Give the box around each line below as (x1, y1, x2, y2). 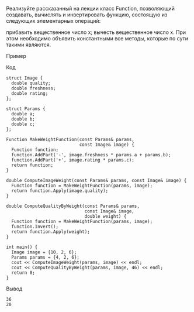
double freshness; (11, 85, 57, 91)
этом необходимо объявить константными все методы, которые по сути (6, 35, 189, 42)
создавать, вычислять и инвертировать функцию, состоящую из (6, 11, 168, 18)
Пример (6, 53, 26, 59)
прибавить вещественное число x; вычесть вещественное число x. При (6, 29, 186, 36)
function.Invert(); (11, 224, 59, 229)
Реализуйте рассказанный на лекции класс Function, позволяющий (6, 5, 175, 12)
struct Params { (6, 106, 46, 112)
